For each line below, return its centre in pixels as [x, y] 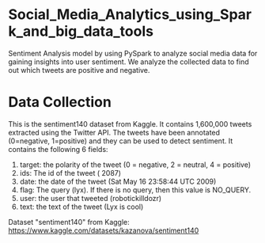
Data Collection [60, 103]
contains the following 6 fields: [58, 149]
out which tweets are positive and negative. [79, 70]
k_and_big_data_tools [81, 31]
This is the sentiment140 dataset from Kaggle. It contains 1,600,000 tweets [130, 123]
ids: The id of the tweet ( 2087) [70, 173]
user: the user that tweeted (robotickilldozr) [91, 198]
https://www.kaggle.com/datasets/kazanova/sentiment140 [104, 230]
